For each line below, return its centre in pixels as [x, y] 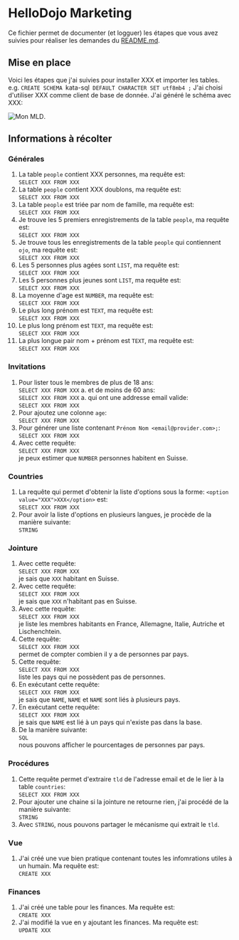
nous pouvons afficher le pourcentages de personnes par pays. [112, 745]
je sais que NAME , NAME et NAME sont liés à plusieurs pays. [99, 699]
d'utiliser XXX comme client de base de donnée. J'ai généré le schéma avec [120, 95]
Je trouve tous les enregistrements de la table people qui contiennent [119, 243]
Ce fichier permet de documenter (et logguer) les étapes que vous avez [113, 33]
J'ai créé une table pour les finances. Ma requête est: [96, 907]
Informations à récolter [60, 139]
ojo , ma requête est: [48, 250]
